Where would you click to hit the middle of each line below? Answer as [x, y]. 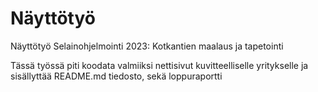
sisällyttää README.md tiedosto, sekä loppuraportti [116, 76]
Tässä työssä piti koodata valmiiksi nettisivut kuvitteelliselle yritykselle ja [159, 65]
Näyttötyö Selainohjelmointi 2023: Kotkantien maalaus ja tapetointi [147, 46]
